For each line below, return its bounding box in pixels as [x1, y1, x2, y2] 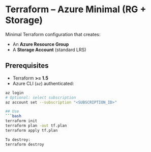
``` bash [5, 114, 22, 119]
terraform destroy [5, 142, 44, 147]
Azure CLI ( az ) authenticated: [12, 80, 74, 86]
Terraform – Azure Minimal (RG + [5, 4, 146, 15]
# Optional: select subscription [5, 95, 76, 100]
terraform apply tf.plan [5, 128, 58, 133]
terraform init [5, 118, 38, 123]
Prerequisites [5, 61, 49, 70]
